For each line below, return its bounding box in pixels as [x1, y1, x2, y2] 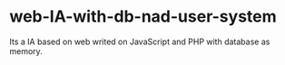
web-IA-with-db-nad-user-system [9, 6, 277, 27]
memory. [9, 45, 43, 56]
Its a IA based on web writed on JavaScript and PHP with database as [9, 36, 270, 47]
